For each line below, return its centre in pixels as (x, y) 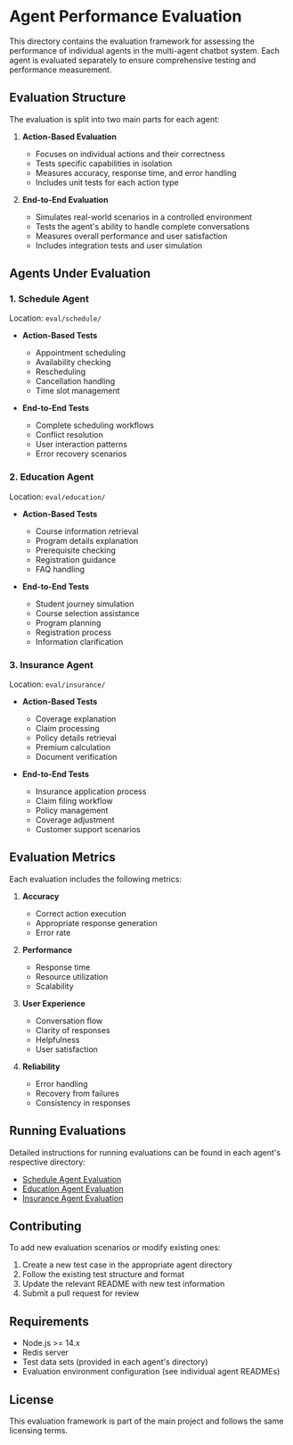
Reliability (41, 1066)
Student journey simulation (85, 604)
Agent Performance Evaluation (126, 17)
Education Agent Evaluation (73, 1189)
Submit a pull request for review (81, 1293)
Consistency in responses (83, 1103)
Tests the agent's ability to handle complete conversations (142, 226)
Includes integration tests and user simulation (119, 245)
